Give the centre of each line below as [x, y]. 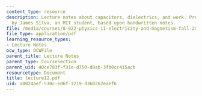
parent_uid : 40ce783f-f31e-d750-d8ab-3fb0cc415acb [71, 67]
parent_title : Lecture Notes [43, 56]
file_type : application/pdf [41, 34]
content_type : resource [36, 12]
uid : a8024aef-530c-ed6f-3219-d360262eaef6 [62, 84]
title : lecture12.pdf [33, 78]
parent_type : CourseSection [41, 61]
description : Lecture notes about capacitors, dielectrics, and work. [96, 17]
